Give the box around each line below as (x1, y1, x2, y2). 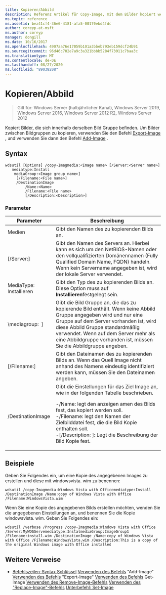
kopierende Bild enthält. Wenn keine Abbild (56, 305, 156, 312)
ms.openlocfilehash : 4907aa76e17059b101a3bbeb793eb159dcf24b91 (5, 44, 138, 49)
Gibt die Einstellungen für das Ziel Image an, (56, 383, 158, 390)
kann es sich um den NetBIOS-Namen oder (56, 246, 157, 253)
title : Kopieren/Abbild (5, 7, 54, 12)
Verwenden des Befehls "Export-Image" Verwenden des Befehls (12, 574, 144, 580)
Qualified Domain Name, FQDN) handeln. (56, 258, 151, 265)
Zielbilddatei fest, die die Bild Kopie (56, 419, 137, 426)
